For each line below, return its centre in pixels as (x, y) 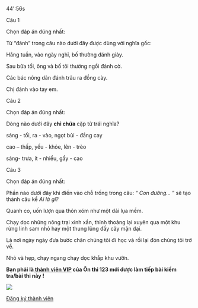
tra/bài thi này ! (25, 276)
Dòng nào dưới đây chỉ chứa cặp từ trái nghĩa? (63, 124)
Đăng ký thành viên (30, 298)
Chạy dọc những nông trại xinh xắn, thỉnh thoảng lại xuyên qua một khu (93, 222)
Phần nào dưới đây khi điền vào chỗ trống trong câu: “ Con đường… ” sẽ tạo (99, 193)
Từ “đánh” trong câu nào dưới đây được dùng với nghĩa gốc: (79, 43)
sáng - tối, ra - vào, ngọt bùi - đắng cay (54, 135)
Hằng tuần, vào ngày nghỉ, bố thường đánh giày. (65, 55)
